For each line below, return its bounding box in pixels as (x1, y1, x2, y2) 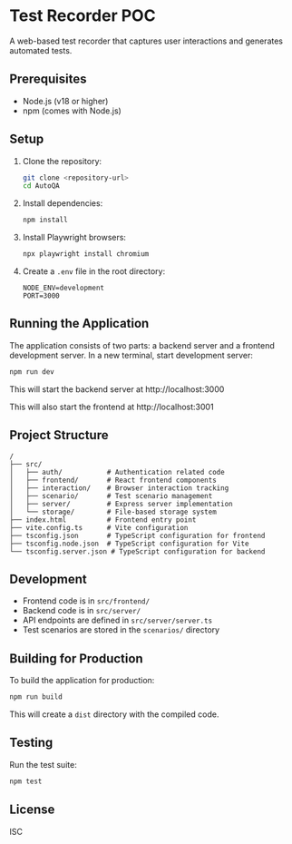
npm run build (9, 692, 63, 702)
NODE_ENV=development (22, 283, 104, 293)
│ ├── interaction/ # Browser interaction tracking (9, 483, 229, 493)
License (9, 802, 55, 818)
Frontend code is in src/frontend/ (22, 595, 151, 606)
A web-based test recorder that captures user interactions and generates (9, 35, 284, 46)
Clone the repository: (22, 155, 102, 166)
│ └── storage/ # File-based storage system (9, 507, 218, 516)
